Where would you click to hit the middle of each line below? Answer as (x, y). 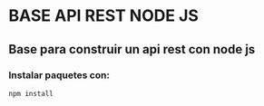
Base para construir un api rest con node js (132, 49)
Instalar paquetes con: (59, 75)
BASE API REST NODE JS (103, 16)
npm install (31, 93)
